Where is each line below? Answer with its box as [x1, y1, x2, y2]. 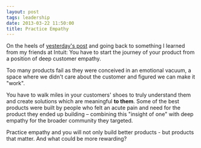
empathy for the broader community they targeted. [6, 117, 133, 124]
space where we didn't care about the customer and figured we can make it [6, 73, 196, 80]
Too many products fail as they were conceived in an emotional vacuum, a [6, 67, 192, 74]
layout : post [6, 8, 39, 15]
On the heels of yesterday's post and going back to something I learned [6, 42, 185, 50]
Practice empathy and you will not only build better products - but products [6, 129, 194, 136]
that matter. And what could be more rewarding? [6, 135, 127, 143]
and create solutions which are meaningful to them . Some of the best [6, 98, 180, 105]
